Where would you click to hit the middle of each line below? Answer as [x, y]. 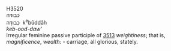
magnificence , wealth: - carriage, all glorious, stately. [72, 41]
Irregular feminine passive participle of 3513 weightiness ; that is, [86, 35]
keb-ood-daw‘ [24, 29]
